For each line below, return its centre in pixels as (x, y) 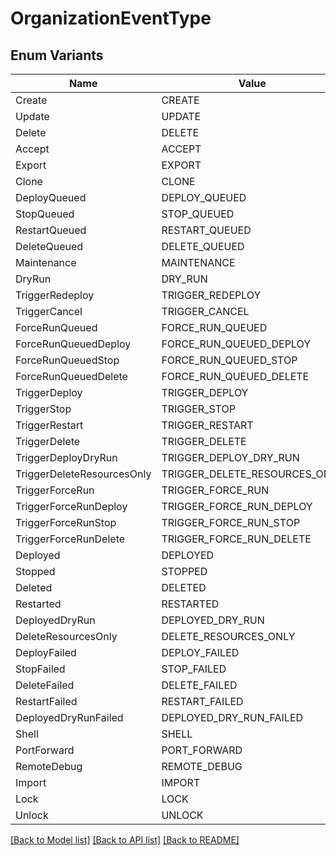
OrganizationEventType (111, 18)
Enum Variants (57, 55)
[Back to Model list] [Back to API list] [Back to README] (125, 840)
